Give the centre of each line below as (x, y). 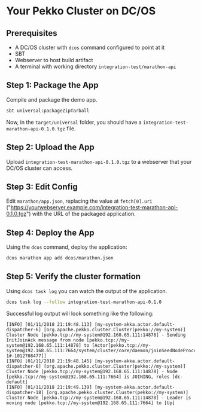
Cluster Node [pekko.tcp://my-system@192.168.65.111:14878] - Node (92, 371)
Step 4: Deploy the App (50, 232)
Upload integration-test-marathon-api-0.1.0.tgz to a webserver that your (99, 161)
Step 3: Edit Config (42, 187)
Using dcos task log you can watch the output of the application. (87, 291)
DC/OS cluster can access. (39, 168)
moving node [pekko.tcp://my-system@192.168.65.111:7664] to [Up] (91, 403)
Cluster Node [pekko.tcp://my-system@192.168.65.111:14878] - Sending (96, 335)
